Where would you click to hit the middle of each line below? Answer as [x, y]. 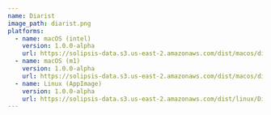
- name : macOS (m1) [48, 62]
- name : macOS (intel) [53, 38]
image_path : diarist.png [49, 23]
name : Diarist [32, 16]
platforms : [26, 31]
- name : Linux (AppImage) [59, 83]
